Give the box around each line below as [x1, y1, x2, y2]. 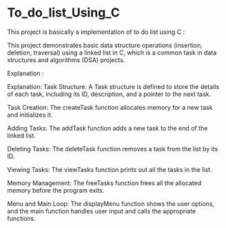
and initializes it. [7, 111, 53, 119]
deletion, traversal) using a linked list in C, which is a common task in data [7, 48, 217, 57]
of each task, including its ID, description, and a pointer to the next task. [7, 90, 212, 98]
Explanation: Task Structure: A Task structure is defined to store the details [7, 82, 220, 91]
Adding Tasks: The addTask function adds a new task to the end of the [7, 124, 208, 132]
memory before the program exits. [7, 186, 105, 194]
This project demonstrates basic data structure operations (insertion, [7, 41, 203, 49]
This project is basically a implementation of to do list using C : [7, 28, 185, 36]
